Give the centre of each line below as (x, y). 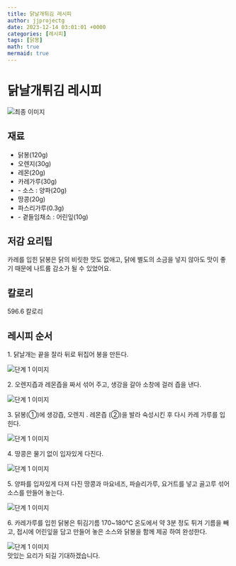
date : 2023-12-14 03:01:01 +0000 (57, 27)
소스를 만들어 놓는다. (36, 493)
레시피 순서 (30, 336)
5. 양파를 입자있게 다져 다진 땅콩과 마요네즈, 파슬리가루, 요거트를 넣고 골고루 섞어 (119, 484)
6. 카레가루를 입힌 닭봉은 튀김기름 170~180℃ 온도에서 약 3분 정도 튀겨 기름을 (114, 523)
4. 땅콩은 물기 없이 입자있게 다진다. (56, 454)
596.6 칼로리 (26, 311)
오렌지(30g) (34, 163)
